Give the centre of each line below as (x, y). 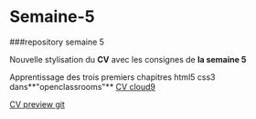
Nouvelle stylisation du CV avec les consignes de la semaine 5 (128, 59)
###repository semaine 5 (57, 42)
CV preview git (37, 104)
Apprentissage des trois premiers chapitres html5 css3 (112, 77)
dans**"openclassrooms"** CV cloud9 (82, 86)
